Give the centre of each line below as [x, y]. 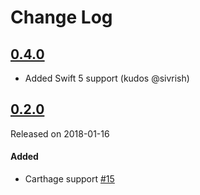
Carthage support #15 [69, 179]
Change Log [61, 17]
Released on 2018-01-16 [60, 133]
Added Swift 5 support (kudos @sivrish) [107, 78]
